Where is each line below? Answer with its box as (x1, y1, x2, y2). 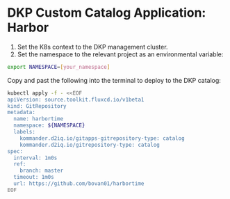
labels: (13, 129, 36, 136)
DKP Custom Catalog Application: (7, 5, 206, 21)
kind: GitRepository (7, 102, 67, 109)
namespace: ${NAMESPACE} (13, 122, 85, 129)
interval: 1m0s (13, 154, 58, 161)
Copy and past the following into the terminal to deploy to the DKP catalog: (7, 76, 221, 84)
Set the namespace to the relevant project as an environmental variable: (17, 50, 224, 58)
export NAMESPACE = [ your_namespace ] (7, 63, 110, 70)
